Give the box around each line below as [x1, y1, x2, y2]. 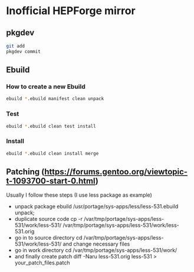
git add [6, 43, 25, 49]
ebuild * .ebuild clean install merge [6, 150, 99, 157]
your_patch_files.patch [14, 259, 70, 266]
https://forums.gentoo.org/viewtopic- [44, 167, 188, 177]
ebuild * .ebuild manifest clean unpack [6, 96, 104, 102]
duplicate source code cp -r [14, 215, 83, 223]
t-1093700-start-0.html [6, 176, 96, 186]
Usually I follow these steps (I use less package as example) [6, 191, 152, 198]
